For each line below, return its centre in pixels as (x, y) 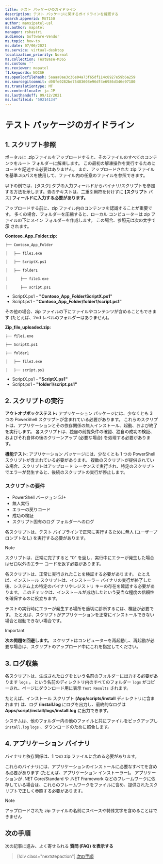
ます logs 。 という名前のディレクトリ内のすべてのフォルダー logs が (78, 682)
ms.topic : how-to (23, 41)
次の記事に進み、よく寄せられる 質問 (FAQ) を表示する (59, 846)
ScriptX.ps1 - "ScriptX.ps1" (40, 379)
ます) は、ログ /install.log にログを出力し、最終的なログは (67, 704)
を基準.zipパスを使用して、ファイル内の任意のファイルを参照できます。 (76, 176)
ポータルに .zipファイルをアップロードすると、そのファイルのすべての (75, 157)
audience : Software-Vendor (32, 37)
